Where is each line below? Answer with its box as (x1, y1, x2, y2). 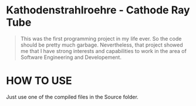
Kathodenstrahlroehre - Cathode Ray (6, 3, 190, 17)
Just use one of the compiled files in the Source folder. (6, 93, 139, 100)
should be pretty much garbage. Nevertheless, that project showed (20, 41, 183, 48)
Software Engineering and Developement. (20, 54, 122, 61)
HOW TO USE (6, 74, 72, 87)
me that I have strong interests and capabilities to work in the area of (20, 47, 187, 54)
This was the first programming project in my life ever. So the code (20, 35, 182, 42)
